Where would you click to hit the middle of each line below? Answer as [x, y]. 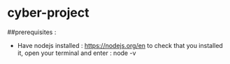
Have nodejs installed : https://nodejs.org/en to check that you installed [120, 45]
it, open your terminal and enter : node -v [77, 53]
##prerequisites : [32, 32]
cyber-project [48, 13]
